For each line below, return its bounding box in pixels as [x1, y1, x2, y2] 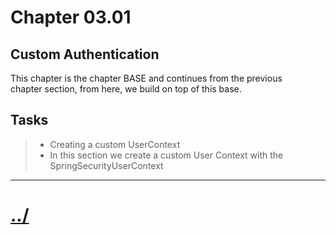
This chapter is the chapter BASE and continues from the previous [10, 72, 283, 84]
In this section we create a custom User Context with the [49, 149, 284, 161]
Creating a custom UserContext [49, 138, 181, 150]
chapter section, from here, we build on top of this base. [10, 83, 242, 95]
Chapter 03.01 [10, 6, 132, 29]
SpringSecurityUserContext [49, 159, 164, 171]
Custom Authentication [10, 46, 160, 63]
